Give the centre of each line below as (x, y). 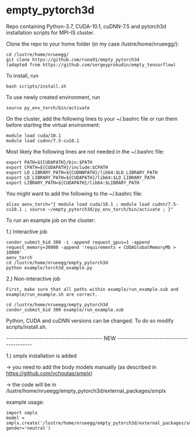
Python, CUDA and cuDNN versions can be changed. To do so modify (90, 320)
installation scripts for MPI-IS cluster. (50, 32)
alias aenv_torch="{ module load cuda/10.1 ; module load (78, 204)
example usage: (25, 402)
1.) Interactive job (27, 231)
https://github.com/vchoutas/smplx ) (49, 373)
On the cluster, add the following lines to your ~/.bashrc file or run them (92, 119)
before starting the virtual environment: (53, 125)
